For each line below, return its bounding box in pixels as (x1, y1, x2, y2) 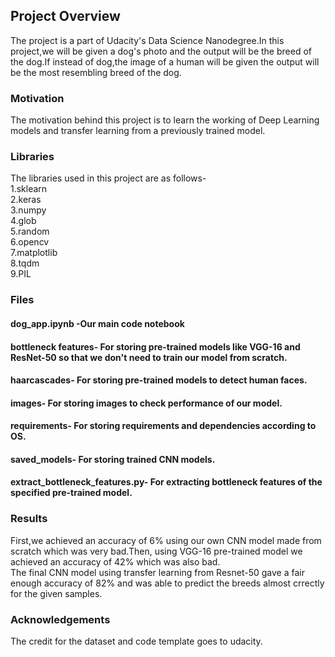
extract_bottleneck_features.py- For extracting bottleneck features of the (10, 476, 323, 488)
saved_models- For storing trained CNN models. (10, 453, 216, 465)
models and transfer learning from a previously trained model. (10, 125, 266, 137)
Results (10, 512, 48, 526)
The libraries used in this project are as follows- (10, 172, 207, 184)
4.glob (10, 215, 37, 227)
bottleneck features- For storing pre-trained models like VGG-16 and (10, 340, 301, 353)
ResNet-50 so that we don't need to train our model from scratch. (10, 351, 288, 363)
